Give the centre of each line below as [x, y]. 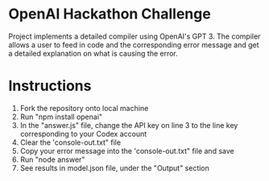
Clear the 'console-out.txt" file [70, 142]
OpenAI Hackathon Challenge [110, 14]
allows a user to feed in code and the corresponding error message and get [134, 44]
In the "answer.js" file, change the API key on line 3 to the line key [129, 125]
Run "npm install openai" [61, 117]
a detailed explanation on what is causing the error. [93, 53]
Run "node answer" [52, 159]
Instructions [50, 86]
